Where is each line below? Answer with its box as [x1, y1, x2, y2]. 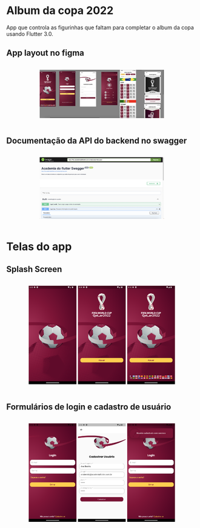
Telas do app [6, 240, 72, 254]
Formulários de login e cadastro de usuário [6, 401, 172, 412]
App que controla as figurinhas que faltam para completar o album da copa [6, 24, 194, 31]
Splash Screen [6, 264, 62, 274]
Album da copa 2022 [6, 4, 114, 18]
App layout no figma [6, 48, 85, 58]
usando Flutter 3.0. [6, 30, 53, 37]
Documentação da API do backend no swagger [6, 135, 187, 146]
